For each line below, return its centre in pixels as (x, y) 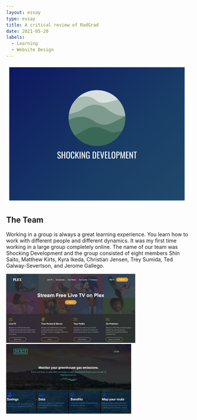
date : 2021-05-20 (27, 31)
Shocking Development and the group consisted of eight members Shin (93, 253)
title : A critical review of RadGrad (52, 25)
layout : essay (24, 12)
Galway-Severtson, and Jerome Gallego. (55, 265)
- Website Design (33, 50)
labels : (16, 37)
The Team (25, 220)
